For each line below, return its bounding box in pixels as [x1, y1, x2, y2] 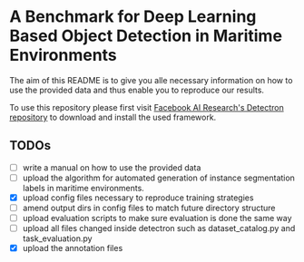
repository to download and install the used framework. [9, 112, 217, 122]
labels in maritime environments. [22, 182, 145, 193]
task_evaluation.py [22, 233, 93, 244]
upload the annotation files [22, 243, 123, 254]
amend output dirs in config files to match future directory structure [22, 202, 276, 213]
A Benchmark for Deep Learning [9, 6, 257, 27]
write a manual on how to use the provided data [22, 161, 201, 173]
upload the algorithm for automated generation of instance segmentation [22, 172, 295, 183]
